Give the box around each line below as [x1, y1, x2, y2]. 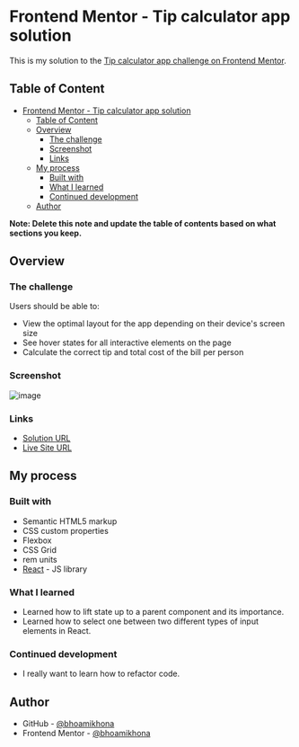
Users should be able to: [9, 301, 101, 312]
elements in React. [22, 626, 92, 636]
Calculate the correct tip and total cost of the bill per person [22, 347, 244, 358]
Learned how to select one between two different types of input [22, 616, 259, 627]
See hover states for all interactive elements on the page [22, 337, 232, 348]
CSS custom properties [22, 525, 110, 536]
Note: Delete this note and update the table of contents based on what [9, 218, 277, 228]
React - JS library [22, 564, 88, 574]
